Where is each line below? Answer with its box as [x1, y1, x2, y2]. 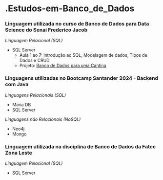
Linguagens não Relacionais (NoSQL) [5, 116, 81, 122]
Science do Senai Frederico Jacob [5, 26, 88, 33]
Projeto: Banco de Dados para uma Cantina [19, 63, 106, 68]
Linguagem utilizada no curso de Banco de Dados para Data [5, 21, 149, 27]
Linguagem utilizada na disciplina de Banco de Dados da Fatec [5, 143, 156, 150]
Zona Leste [5, 149, 33, 156]
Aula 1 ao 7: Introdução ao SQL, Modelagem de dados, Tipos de [19, 52, 147, 58]
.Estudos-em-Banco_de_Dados [5, 3, 135, 14]
